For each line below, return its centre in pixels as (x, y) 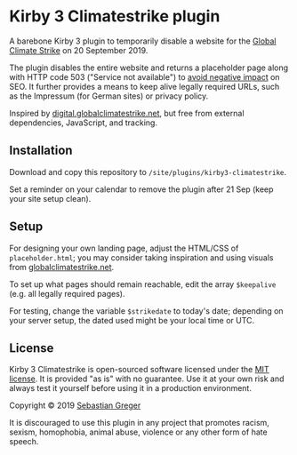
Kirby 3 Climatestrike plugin (115, 16)
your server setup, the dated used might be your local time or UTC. (132, 320)
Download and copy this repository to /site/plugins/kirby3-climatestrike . (148, 172)
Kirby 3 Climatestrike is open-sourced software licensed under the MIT (139, 370)
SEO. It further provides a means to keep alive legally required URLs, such (144, 86)
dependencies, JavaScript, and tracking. (84, 123)
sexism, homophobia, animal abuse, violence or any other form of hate (139, 432)
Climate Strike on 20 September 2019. (79, 50)
